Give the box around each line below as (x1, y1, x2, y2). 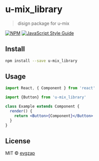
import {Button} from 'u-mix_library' (5, 95, 86, 100)
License (5, 137, 31, 145)
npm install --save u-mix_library (5, 58, 78, 63)
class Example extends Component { (5, 104, 80, 109)
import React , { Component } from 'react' (5, 86, 95, 91)
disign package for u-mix (17, 20, 69, 26)
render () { (10, 109, 33, 114)
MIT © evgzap (5, 150, 35, 156)
